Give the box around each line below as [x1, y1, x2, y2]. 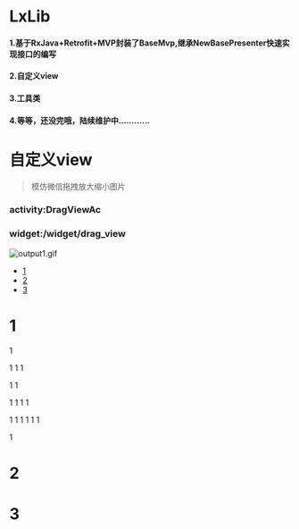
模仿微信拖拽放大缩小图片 [30, 181, 126, 191]
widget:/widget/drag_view [9, 228, 127, 240]
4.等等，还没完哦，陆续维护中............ [9, 114, 150, 126]
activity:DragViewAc [9, 204, 101, 216]
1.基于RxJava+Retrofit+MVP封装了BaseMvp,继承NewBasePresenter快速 [9, 38, 283, 48]
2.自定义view [9, 71, 59, 81]
